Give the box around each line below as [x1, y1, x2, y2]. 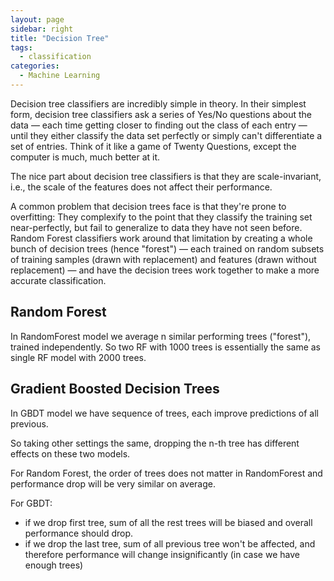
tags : [10, 42, 33, 53]
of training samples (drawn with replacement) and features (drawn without [10, 253, 317, 265]
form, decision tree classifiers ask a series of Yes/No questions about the [10, 108, 312, 120]
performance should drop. [24, 527, 134, 539]
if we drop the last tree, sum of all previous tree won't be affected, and [24, 537, 316, 550]
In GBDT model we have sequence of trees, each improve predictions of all [10, 407, 319, 419]
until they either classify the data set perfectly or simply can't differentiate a [10, 129, 323, 141]
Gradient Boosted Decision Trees [10, 381, 220, 398]
